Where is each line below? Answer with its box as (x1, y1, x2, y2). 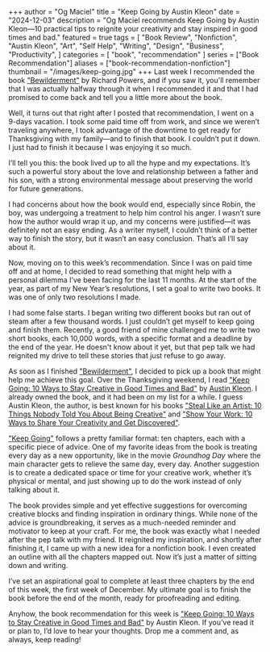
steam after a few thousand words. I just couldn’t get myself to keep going (8, 316, 255, 326)
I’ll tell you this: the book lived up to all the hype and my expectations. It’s (8, 158, 251, 168)
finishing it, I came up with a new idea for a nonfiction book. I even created (8, 544, 256, 553)
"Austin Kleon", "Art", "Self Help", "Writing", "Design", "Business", (8, 41, 225, 51)
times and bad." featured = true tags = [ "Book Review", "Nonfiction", (8, 32, 238, 42)
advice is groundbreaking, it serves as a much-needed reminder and (8, 518, 236, 527)
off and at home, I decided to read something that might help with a (8, 266, 232, 276)
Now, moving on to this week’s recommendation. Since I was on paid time (8, 258, 252, 267)
